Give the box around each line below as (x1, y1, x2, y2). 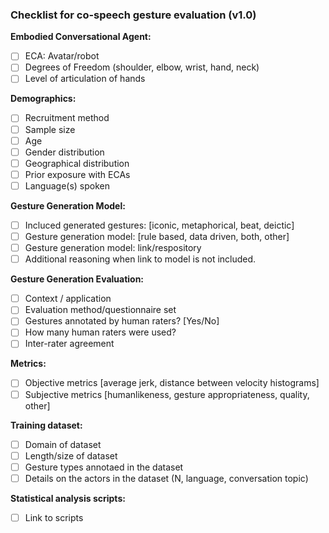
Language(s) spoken (24, 179, 111, 192)
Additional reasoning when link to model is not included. (24, 253, 257, 265)
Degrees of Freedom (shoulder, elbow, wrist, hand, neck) (24, 61, 260, 73)
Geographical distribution (24, 157, 130, 169)
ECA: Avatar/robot (24, 50, 100, 62)
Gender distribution (24, 146, 105, 158)
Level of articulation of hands (24, 73, 146, 85)
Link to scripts (24, 511, 84, 523)
